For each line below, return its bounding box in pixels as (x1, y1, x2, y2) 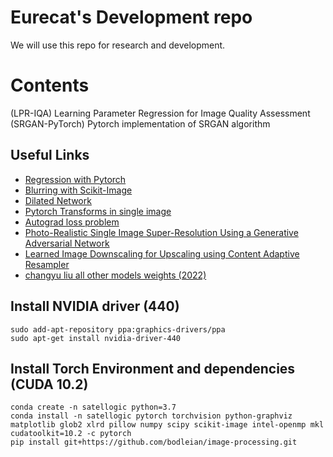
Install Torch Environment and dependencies (10, 360, 296, 377)
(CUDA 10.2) (10, 376, 89, 393)
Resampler (24, 258, 70, 270)
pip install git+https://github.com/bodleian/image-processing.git (10, 437, 298, 448)
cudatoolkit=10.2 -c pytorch (10, 429, 132, 439)
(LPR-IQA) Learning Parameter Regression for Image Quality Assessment (10, 107, 311, 119)
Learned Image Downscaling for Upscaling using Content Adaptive (24, 247, 300, 260)
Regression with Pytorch (24, 173, 127, 185)
